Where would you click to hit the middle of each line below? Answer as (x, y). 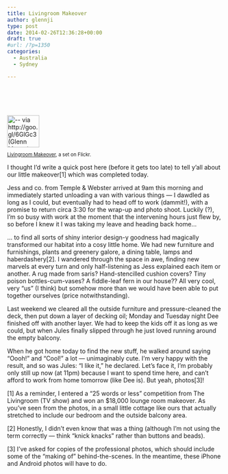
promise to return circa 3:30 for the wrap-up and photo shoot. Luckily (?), (111, 209)
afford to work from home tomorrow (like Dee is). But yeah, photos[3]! (106, 380)
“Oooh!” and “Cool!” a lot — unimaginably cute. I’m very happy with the (107, 358)
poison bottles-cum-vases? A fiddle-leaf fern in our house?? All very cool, (112, 280)
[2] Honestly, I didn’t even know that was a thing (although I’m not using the (114, 428)
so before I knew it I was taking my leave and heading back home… (102, 224)
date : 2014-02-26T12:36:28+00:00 (55, 32)
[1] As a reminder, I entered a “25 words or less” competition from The (106, 393)
